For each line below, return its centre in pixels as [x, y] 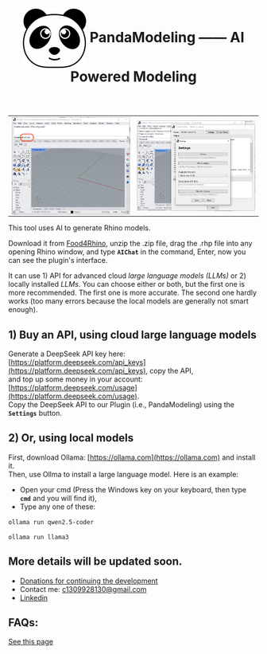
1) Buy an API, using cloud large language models [132, 335]
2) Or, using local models [71, 438]
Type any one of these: [58, 507]
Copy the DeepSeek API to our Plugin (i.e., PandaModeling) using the [121, 405]
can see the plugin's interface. [58, 260]
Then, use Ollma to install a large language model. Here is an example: [123, 474]
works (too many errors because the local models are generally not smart [128, 301]
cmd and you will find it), [58, 498]
